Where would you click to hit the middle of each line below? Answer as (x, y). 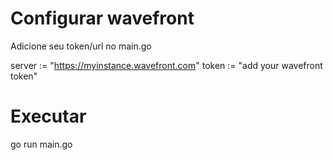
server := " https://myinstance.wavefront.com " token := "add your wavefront (166, 65)
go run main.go (41, 144)
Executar (48, 116)
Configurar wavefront (102, 18)
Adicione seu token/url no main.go (81, 46)
